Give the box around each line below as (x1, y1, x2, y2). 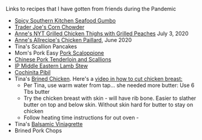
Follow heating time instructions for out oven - (23, 114, 139, 121)
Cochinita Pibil (14, 69, 51, 75)
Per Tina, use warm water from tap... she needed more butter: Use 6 (23, 82, 195, 89)
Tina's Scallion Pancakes (14, 43, 77, 50)
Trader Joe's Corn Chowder (14, 24, 85, 30)
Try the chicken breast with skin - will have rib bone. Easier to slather (23, 94, 197, 102)
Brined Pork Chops (14, 127, 62, 134)
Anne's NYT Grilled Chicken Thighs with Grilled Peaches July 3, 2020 (14, 30, 189, 37)
